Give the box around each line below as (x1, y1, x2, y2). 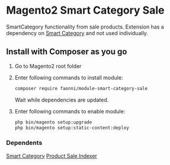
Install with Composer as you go (6, 47, 127, 57)
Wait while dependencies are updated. (14, 96, 109, 103)
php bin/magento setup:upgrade (14, 119, 92, 125)
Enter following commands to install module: (14, 74, 123, 81)
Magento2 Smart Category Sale (6, 4, 165, 17)
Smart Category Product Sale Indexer (6, 152, 98, 159)
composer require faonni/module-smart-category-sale (14, 85, 148, 91)
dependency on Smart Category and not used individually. (6, 29, 148, 36)
